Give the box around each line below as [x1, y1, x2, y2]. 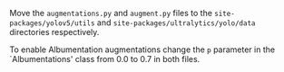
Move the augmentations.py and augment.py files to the [9, 8, 213, 18]
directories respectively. [9, 27, 100, 37]
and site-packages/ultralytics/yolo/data [96, 17, 256, 28]
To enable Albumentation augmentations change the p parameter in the [9, 44, 275, 55]
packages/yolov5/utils [9, 19, 95, 28]
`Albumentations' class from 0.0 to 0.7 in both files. [9, 54, 201, 64]
